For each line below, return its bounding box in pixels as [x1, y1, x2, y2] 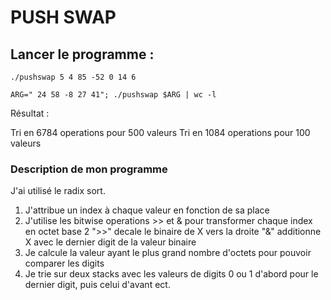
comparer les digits [24, 257, 105, 270]
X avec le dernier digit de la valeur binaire [24, 236, 197, 248]
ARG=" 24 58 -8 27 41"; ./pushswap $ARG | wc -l [10, 90, 217, 100]
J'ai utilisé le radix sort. [10, 185, 106, 197]
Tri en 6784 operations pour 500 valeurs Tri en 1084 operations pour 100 [10, 127, 311, 138]
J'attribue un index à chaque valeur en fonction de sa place [24, 204, 270, 216]
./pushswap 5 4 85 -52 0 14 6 [10, 72, 137, 82]
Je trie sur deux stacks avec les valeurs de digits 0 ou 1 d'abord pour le [24, 268, 319, 280]
